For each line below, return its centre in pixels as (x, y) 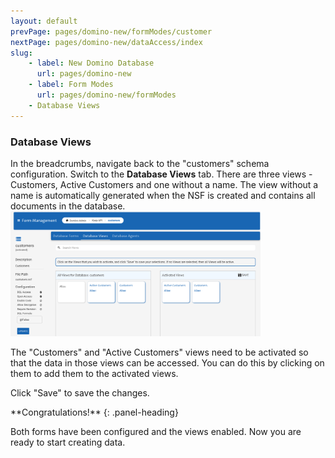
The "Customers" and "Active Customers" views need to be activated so (159, 352)
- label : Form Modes (71, 85)
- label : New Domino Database (91, 63)
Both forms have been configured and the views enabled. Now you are (156, 432)
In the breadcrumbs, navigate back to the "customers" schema (140, 163)
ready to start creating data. (68, 442)
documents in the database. (68, 206)
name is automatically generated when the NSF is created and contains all (163, 195)
